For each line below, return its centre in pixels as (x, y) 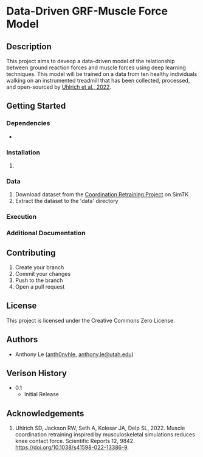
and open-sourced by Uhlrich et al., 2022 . (59, 87)
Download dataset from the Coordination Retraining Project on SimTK (102, 194)
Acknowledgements (45, 414)
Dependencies (28, 123)
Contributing (31, 253)
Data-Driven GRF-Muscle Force (87, 11)
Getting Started (36, 106)
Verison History (36, 373)
